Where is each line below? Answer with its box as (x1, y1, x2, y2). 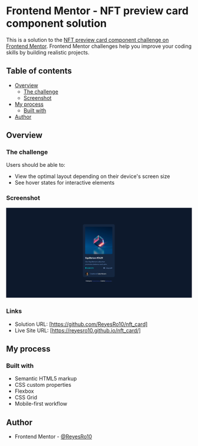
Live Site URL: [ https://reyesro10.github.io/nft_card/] (14, 327, 141, 334)
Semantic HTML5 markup (14, 375, 77, 382)
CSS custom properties (14, 382, 72, 389)
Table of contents (6, 66, 72, 76)
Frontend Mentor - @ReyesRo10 (14, 433, 93, 440)
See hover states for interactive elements (14, 179, 115, 186)
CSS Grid (14, 394, 37, 401)
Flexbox (14, 387, 34, 395)
